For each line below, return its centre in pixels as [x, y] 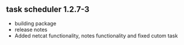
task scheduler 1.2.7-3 [48, 10]
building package [35, 23]
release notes [31, 29]
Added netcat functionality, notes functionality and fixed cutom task [96, 35]
